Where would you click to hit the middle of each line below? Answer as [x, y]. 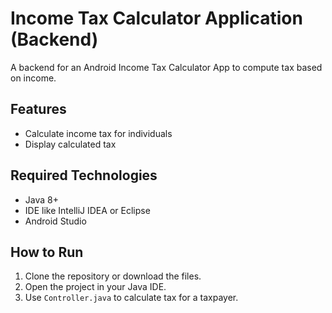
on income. [33, 78]
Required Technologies [84, 175]
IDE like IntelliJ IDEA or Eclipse [87, 210]
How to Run [47, 252]
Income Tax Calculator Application [156, 18]
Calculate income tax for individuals [98, 133]
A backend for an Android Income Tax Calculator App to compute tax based [166, 67]
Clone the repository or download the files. [113, 276]
